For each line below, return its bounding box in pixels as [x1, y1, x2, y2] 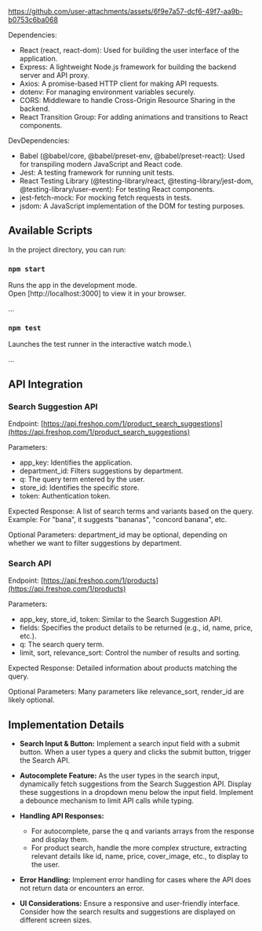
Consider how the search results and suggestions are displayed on [19, 907, 236, 917]
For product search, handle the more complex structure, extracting [31, 843, 247, 852]
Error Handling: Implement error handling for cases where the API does [19, 875, 252, 885]
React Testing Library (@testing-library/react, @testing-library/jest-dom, [19, 176, 253, 186]
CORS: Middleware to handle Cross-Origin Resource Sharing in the [19, 96, 235, 105]
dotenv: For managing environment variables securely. [19, 87, 196, 97]
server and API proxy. [19, 71, 90, 79]
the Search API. [19, 756, 71, 765]
